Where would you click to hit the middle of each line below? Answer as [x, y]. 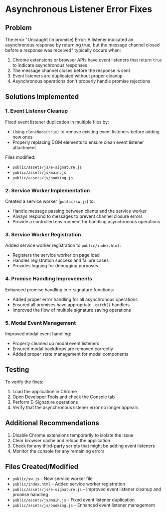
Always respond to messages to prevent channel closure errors [78, 216]
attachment [24, 147]
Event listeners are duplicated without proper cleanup [68, 76]
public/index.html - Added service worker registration [69, 484]
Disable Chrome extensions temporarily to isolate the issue [73, 435]
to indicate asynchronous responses [50, 65]
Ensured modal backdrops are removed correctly [63, 349]
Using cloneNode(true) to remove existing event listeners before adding [86, 131]
